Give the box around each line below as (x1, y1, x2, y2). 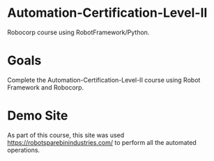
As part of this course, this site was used (7, 131, 125, 139)
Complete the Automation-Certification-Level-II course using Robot (7, 76, 201, 84)
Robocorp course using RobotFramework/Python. (7, 28, 150, 36)
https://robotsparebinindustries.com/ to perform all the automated (7, 138, 197, 146)
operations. (7, 146, 40, 154)
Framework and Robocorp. (7, 83, 84, 92)
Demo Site (7, 108, 68, 124)
